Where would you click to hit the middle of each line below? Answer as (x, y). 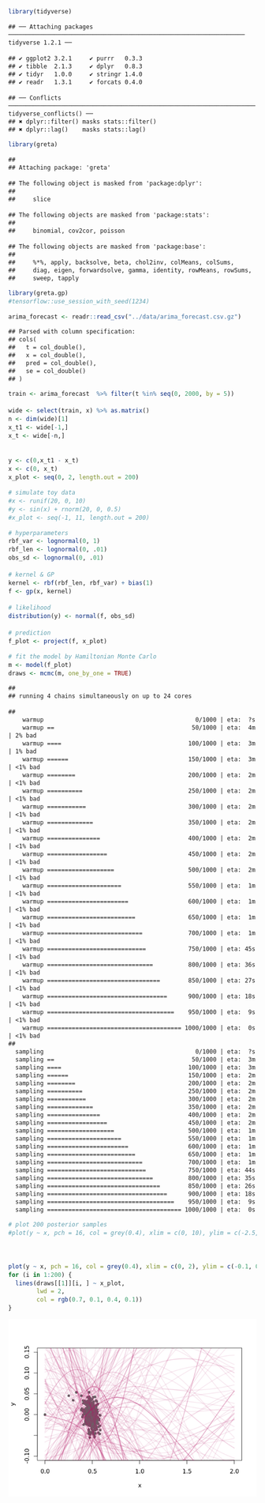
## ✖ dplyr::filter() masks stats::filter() (82, 122)
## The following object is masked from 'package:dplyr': (105, 183)
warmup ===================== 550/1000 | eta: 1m (139, 886)
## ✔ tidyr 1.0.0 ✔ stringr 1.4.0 (76, 74)
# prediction (30, 633)
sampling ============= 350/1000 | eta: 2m (136, 1107)
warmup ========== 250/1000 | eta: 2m (139, 791)
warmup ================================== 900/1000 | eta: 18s (139, 996)
